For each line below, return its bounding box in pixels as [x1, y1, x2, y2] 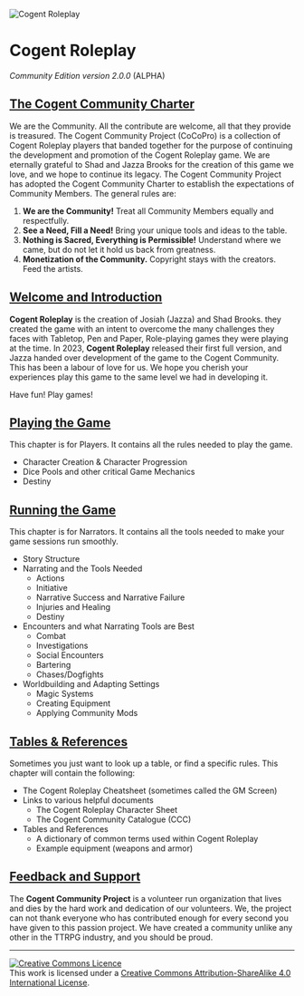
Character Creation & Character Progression [22, 457, 188, 468]
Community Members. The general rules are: [9, 188, 176, 198]
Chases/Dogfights [35, 669, 104, 680]
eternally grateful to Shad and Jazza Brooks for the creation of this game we [9, 159, 294, 169]
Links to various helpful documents [22, 795, 154, 806]
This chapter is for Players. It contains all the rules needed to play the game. [9, 440, 293, 450]
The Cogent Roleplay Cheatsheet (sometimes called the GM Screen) [22, 785, 278, 796]
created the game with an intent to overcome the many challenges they [9, 323, 275, 334]
